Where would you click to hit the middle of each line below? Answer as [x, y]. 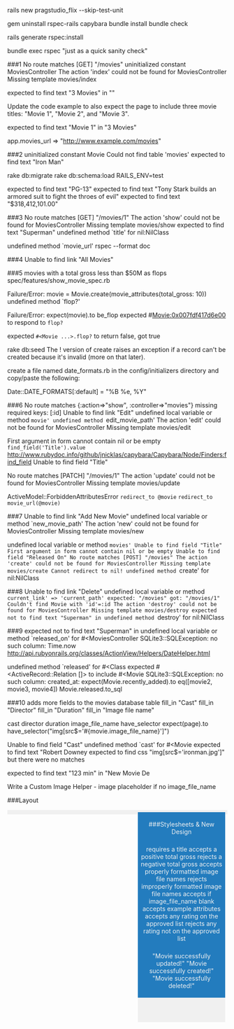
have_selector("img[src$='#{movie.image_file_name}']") [88, 731]
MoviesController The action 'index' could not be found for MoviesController [117, 72]
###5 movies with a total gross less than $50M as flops [87, 273]
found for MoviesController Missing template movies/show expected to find [116, 225]
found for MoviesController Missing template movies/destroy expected [112, 610]
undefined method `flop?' [44, 301]
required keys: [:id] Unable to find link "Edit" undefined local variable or [110, 413]
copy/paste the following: [44, 378]
